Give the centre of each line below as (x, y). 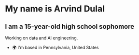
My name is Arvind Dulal (55, 9)
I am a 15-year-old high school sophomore (69, 27)
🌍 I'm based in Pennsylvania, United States (55, 47)
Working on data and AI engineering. (42, 38)
